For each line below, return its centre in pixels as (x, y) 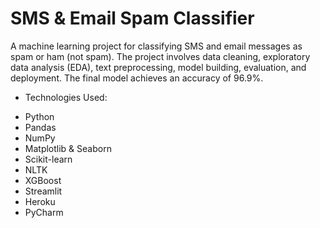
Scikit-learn (48, 159)
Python (39, 116)
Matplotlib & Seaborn (68, 148)
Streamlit (43, 191)
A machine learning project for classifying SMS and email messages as (156, 46)
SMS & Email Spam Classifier (132, 18)
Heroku (40, 201)
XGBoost (43, 180)
